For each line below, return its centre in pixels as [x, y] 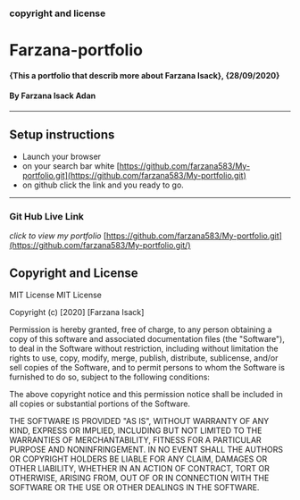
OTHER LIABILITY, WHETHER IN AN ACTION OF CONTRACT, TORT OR [139, 468]
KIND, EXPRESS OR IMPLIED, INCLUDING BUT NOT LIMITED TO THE [136, 430]
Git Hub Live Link [47, 216]
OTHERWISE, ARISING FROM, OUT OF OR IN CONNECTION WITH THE [139, 478]
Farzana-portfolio [76, 50]
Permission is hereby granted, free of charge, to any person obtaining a [141, 329]
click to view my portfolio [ [58, 236]
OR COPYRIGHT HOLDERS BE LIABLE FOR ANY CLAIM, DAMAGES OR [138, 459]
